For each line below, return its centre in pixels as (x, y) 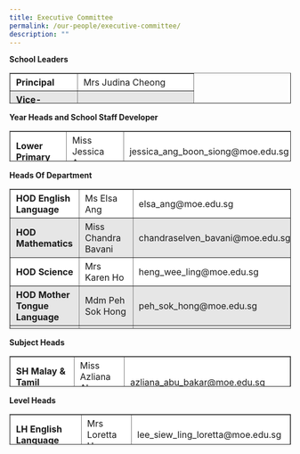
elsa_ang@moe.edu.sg (186, 204)
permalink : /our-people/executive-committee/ (95, 26)
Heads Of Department (51, 176)
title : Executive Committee (61, 17)
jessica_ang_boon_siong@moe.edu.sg (209, 152)
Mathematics (45, 244)
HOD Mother (43, 295)
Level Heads (32, 400)
